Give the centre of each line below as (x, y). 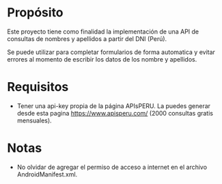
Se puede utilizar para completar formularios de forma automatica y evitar (111, 52)
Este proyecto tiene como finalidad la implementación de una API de (103, 31)
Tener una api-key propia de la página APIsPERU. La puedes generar (113, 106)
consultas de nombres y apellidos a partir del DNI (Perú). (87, 38)
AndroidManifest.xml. (47, 174)
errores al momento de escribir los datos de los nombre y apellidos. (102, 59)
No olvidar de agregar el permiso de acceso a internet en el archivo (112, 167)
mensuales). (34, 120)
